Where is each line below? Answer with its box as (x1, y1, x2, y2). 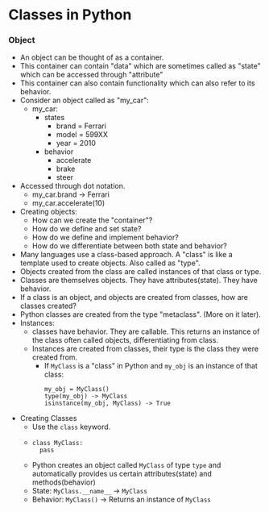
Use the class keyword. (31, 422, 111, 432)
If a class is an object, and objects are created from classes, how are (19, 293, 248, 302)
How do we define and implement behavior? (31, 232, 179, 243)
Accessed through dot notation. (19, 181, 126, 191)
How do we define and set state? (31, 224, 142, 234)
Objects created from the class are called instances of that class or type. (19, 267, 262, 277)
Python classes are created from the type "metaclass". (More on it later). (19, 310, 262, 319)
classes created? (19, 301, 77, 311)
